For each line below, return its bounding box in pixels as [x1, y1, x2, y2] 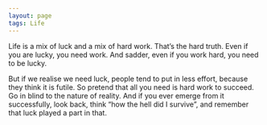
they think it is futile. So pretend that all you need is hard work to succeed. [8, 82, 255, 92]
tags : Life [8, 19, 45, 27]
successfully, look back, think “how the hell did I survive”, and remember [8, 99, 249, 109]
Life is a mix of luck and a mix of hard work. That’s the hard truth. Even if [8, 41, 249, 50]
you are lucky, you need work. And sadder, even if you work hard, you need [8, 50, 259, 59]
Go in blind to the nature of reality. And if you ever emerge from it [8, 91, 225, 100]
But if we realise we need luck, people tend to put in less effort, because [8, 74, 249, 83]
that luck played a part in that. [8, 107, 107, 117]
